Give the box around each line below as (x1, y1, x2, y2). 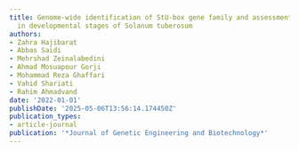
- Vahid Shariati (9, 79, 74, 88)
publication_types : (9, 112, 82, 121)
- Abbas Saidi (9, 46, 62, 55)
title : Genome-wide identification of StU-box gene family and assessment (9, 12, 293, 22)
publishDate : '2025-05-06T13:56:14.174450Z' (9, 104, 177, 113)
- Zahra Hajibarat (9, 37, 77, 47)
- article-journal (9, 121, 77, 130)
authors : (9, 29, 42, 38)
